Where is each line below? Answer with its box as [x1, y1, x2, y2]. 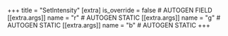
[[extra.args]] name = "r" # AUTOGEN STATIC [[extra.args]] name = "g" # [7, 13, 221, 22]
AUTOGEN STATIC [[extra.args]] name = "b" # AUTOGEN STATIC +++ [7, 21, 210, 29]
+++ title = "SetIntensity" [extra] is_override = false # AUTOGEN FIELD [7, 6, 213, 14]
